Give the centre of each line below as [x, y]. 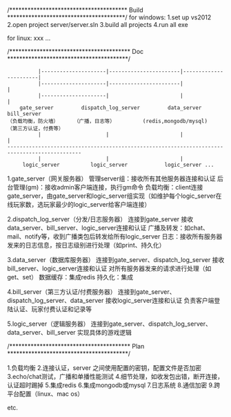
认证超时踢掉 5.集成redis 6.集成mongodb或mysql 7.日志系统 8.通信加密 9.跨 [114, 385]
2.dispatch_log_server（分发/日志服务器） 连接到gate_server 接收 [100, 219]
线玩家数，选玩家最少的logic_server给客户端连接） [79, 204]
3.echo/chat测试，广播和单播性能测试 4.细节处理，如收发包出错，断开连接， [115, 377]
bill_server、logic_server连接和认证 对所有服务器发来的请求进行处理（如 [109, 268]
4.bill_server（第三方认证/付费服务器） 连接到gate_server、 [91, 292]
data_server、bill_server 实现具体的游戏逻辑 [70, 332]
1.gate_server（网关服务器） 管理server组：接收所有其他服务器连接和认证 [111, 178]
